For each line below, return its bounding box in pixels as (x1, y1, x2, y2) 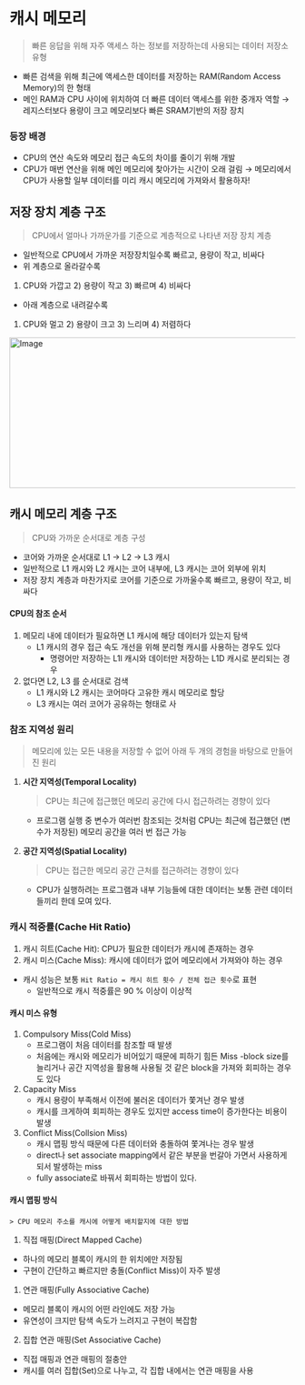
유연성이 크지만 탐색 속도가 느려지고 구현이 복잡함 (22, 1315, 198, 1326)
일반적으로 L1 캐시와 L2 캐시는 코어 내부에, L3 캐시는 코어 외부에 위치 (22, 563, 267, 574)
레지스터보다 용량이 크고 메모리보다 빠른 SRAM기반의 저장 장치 (22, 105, 245, 115)
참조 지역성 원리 (9, 723, 74, 736)
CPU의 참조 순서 (9, 608, 67, 619)
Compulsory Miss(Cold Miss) (22, 1029, 132, 1039)
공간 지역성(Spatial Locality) (22, 846, 127, 857)
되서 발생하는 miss (35, 1160, 103, 1171)
